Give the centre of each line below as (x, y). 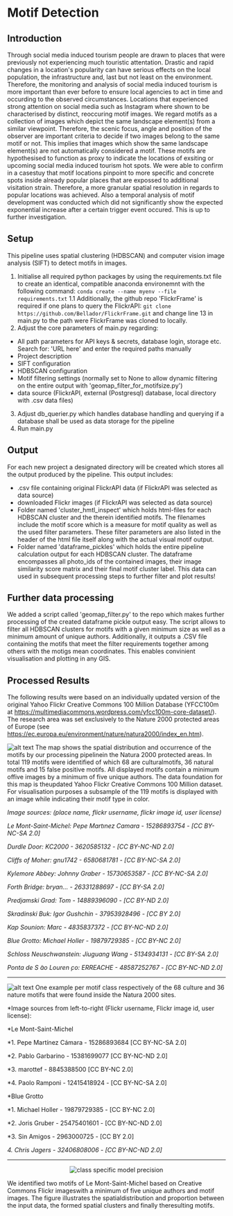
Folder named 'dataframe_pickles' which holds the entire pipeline (111, 546)
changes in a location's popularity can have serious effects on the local (109, 70)
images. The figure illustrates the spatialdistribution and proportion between (116, 1198)
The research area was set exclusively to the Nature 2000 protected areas (113, 720)
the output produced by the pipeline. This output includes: (90, 474)
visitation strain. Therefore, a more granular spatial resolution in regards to (113, 188)
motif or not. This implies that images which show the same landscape (108, 143)
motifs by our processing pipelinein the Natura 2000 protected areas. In (110, 755)
